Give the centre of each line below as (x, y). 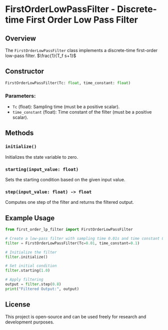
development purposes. (30, 322)
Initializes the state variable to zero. (42, 157)
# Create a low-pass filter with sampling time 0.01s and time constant (82, 238)
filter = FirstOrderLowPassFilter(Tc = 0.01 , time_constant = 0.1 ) (72, 243)
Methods (19, 133)
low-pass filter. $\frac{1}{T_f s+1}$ (41, 56)
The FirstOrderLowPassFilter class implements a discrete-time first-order (81, 50)
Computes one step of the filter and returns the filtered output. (69, 202)
